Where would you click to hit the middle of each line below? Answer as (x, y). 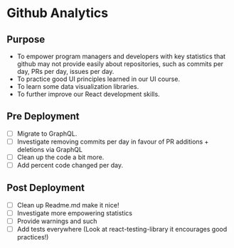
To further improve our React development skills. (89, 94)
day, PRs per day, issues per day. (65, 71)
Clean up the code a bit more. (60, 157)
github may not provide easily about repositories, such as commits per (120, 64)
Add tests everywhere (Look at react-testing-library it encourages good (122, 230)
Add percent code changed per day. (70, 165)
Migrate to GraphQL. (47, 134)
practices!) (33, 237)
